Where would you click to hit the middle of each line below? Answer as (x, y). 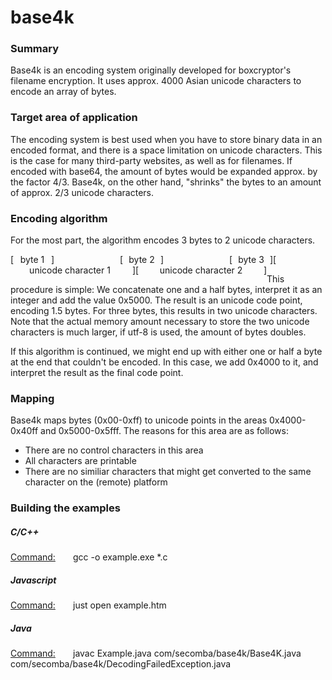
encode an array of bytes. (63, 92)
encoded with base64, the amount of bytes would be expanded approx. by (164, 171)
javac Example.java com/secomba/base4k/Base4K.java (187, 653)
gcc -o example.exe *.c (120, 557)
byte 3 (251, 260)
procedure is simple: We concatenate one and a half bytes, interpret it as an (166, 290)
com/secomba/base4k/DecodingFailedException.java (121, 664)
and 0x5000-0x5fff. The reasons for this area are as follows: (164, 431)
